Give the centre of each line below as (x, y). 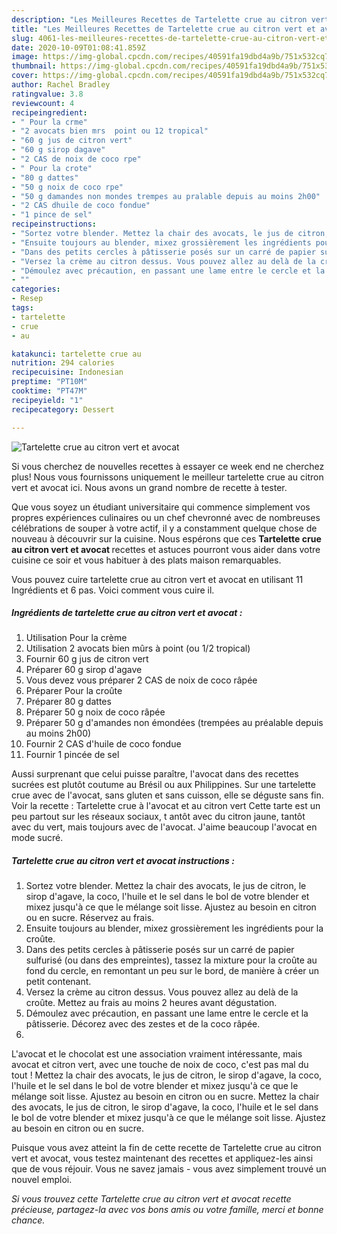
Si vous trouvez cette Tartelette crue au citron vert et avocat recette (151, 1199)
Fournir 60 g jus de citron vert (87, 659)
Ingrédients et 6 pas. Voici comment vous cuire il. (113, 590)
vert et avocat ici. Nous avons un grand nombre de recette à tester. (149, 487)
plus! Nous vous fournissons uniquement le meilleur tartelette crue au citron (167, 477)
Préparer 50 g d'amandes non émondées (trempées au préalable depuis (174, 723)
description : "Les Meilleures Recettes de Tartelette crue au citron (159, 19)
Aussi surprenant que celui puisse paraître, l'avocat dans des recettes (155, 774)
